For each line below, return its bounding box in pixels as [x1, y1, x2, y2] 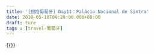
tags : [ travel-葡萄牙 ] [6, 25, 63, 31]
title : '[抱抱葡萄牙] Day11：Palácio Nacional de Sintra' [6, 8, 149, 15]
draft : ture [6, 20, 36, 26]
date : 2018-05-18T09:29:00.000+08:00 [6, 14, 101, 20]
